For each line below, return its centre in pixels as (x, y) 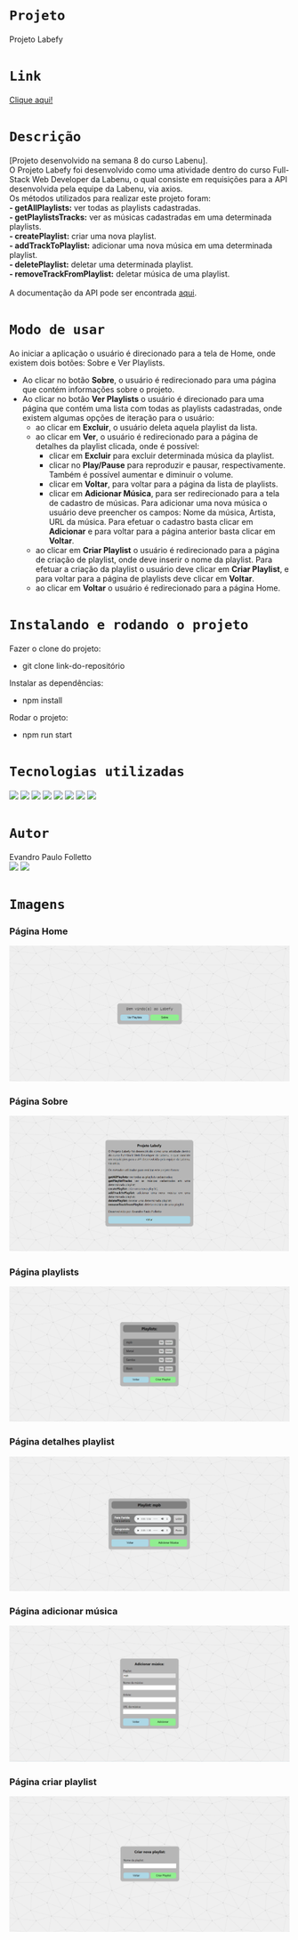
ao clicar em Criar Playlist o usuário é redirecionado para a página (157, 550)
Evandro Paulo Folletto (50, 857)
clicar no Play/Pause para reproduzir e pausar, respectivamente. (167, 465)
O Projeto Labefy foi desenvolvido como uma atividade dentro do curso (140, 170)
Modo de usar (57, 330)
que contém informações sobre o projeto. (98, 389)
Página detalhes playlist (62, 1442)
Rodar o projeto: (39, 717)
